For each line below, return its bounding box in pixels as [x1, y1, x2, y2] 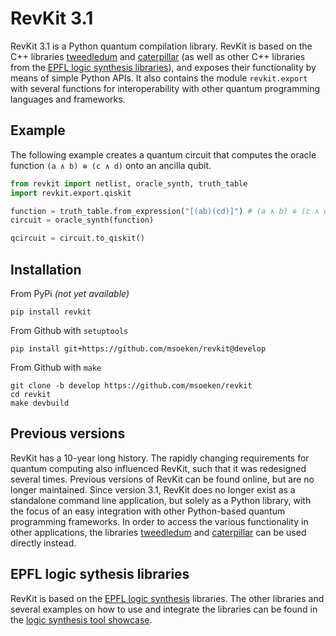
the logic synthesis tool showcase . [10, 613, 153, 626]
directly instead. [10, 537, 77, 549]
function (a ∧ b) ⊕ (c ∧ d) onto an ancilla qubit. [10, 159, 212, 171]
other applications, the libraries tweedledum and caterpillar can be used [10, 526, 307, 538]
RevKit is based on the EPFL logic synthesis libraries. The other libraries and [10, 592, 325, 604]
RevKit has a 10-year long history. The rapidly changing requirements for [10, 452, 310, 464]
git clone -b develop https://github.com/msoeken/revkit [10, 380, 253, 391]
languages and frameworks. [10, 93, 126, 105]
